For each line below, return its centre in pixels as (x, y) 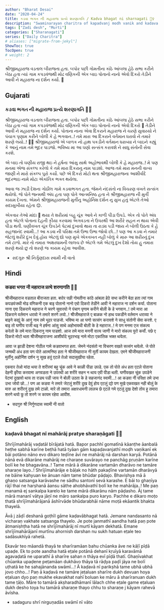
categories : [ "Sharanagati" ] (35, 32)
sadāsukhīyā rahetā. (25, 537)
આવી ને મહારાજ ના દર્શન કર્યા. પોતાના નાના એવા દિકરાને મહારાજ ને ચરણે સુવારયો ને (81, 131)
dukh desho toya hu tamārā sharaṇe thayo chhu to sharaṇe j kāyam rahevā (80, 588)
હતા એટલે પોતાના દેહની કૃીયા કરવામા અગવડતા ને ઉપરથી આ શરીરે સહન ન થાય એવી (82, 221)
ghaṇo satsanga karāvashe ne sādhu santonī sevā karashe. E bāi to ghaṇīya (81, 481)
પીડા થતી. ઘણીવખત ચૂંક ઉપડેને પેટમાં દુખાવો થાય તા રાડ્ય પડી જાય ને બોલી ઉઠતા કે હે (82, 226)
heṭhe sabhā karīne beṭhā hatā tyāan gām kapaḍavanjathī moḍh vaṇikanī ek (81, 449)
